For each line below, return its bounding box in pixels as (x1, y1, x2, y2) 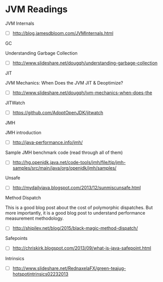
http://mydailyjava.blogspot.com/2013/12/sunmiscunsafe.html (12, 185, 141, 191)
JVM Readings (5, 4, 68, 15)
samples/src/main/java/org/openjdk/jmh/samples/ (12, 165, 117, 171)
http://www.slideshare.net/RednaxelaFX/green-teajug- (12, 265, 126, 271)
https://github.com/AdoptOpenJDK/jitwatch (12, 110, 103, 116)
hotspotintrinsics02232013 (12, 271, 69, 277)
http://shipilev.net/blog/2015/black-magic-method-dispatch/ (12, 225, 138, 231)
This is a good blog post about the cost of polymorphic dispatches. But (5, 205, 153, 211)
